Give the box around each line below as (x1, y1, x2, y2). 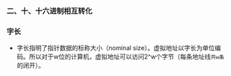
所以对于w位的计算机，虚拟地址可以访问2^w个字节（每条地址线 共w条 (29, 52, 225, 61)
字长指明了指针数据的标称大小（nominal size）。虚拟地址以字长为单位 (16, 44, 216, 52)
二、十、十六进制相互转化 (6, 6, 93, 15)
